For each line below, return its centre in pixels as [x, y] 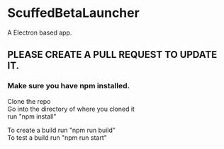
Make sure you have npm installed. [68, 86]
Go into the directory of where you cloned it [71, 109]
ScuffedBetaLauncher [73, 13]
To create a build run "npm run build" [61, 130]
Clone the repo [29, 101]
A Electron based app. [40, 32]
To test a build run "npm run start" [57, 137]
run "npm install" [32, 116]
